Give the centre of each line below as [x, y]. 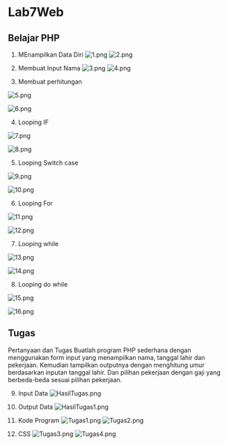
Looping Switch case [48, 163]
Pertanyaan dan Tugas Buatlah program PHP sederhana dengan [100, 350]
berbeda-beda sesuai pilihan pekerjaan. [65, 379]
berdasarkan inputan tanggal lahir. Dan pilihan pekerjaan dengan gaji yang [115, 372]
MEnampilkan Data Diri [51, 54]
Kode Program [39, 420]
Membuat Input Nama [49, 68]
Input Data [33, 393]
